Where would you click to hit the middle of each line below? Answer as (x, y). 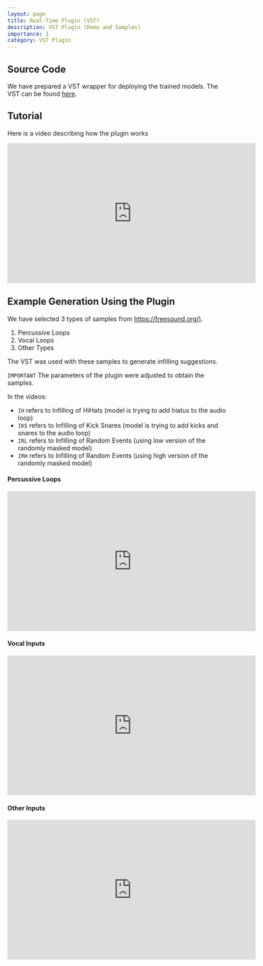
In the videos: (27, 396)
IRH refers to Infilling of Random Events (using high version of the (113, 455)
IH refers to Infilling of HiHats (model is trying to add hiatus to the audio (122, 410)
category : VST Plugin (39, 40)
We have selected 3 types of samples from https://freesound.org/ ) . (105, 319)
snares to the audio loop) (54, 433)
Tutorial (25, 116)
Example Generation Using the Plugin (91, 302)
